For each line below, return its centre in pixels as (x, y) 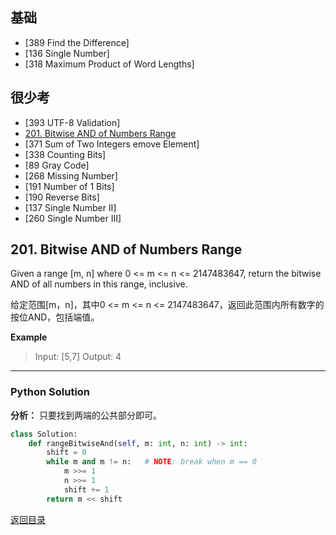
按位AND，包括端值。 (55, 317)
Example (29, 337)
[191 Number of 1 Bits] (69, 186)
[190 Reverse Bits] (62, 197)
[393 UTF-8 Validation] (72, 122)
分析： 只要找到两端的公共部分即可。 (86, 415)
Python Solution (50, 392)
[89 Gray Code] (57, 165)
